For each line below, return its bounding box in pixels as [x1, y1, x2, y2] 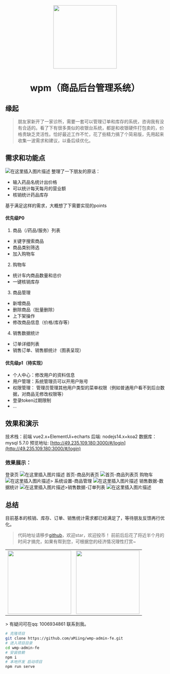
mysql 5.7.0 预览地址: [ [5, 440, 52, 446]
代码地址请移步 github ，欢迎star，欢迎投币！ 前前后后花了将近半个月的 [17, 532, 164, 538]
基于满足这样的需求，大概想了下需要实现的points [5, 203, 107, 209]
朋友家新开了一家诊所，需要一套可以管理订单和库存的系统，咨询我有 [17, 119, 160, 124]
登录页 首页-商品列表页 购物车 [5, 471, 153, 478]
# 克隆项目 [5, 631, 25, 636]
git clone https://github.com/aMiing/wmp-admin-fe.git [5, 636, 123, 641]
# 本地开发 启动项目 [5, 659, 42, 664]
